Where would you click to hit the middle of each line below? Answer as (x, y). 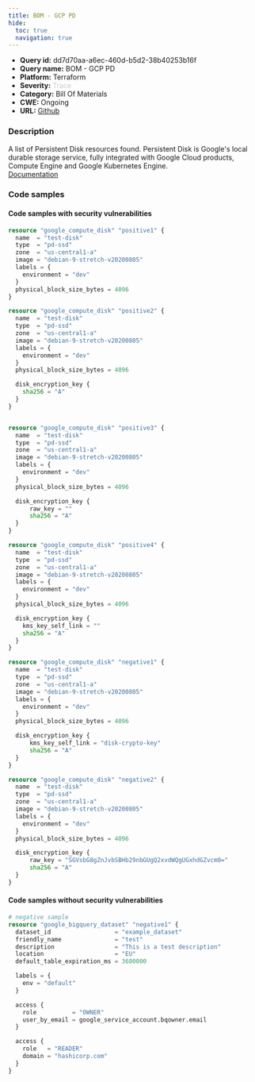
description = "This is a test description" (118, 947)
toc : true (31, 30)
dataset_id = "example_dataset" (99, 932)
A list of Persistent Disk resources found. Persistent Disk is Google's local (128, 148)
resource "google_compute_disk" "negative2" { (86, 780)
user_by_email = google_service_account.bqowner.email (115, 1020)
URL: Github (40, 111)
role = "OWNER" (63, 1012)
